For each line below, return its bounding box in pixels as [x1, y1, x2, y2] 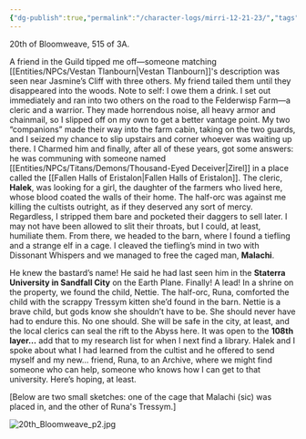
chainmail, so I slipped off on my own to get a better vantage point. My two [9, 114, 291, 125]
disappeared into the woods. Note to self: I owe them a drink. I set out [9, 85, 271, 96]
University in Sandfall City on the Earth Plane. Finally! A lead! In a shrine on [9, 277, 294, 288]
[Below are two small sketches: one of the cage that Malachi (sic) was [9, 391, 272, 402]
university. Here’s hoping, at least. [9, 373, 137, 384]
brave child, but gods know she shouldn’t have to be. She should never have [9, 306, 296, 317]
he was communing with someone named [9, 152, 167, 164]
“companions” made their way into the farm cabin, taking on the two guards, [9, 124, 296, 135]
